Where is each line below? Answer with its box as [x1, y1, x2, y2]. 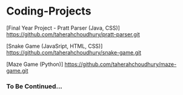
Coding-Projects [6, 4, 91, 18]
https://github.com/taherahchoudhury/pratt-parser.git [6, 30, 141, 38]
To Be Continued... [6, 82, 62, 90]
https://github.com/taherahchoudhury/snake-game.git [6, 48, 141, 56]
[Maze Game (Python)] [6, 61, 64, 68]
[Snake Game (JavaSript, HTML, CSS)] [6, 42, 103, 50]
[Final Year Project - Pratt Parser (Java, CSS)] [6, 24, 120, 31]
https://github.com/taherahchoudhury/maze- [64, 61, 177, 68]
